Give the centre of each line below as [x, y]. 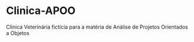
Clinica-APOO [41, 11]
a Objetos [18, 33]
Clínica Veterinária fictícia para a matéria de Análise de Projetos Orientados [97, 27]
